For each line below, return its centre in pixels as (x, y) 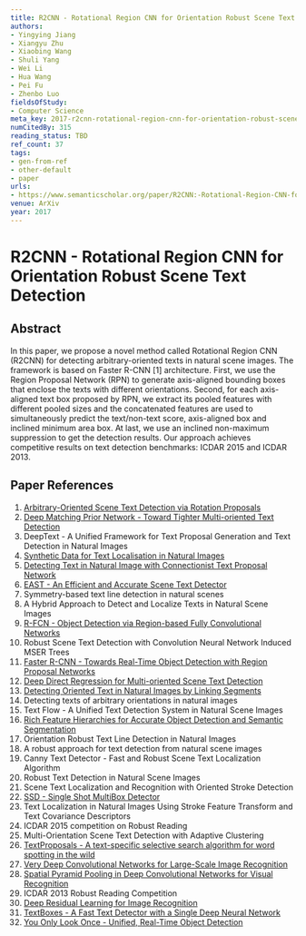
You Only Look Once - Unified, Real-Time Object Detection (133, 921)
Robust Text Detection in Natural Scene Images (112, 777)
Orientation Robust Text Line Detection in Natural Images (130, 739)
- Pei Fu (27, 85)
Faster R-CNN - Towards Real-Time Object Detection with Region (145, 661)
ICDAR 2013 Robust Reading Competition (100, 893)
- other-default (41, 170)
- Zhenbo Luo (35, 94)
